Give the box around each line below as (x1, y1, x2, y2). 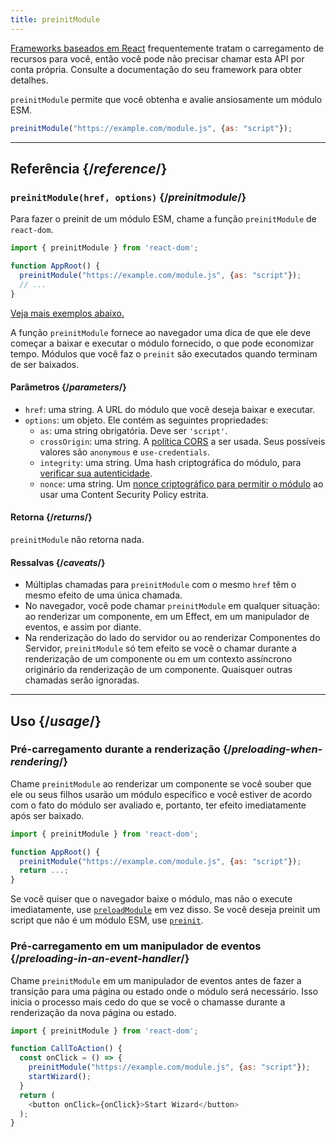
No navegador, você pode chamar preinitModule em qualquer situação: (24, 600, 320, 612)
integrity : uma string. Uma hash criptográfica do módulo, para (39, 456, 302, 468)
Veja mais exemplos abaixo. (10, 307, 125, 319)
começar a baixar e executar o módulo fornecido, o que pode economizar (10, 337, 315, 349)
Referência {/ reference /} (10, 160, 168, 177)
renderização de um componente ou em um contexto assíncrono (24, 653, 293, 665)
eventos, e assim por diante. (24, 621, 142, 633)
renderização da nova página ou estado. (10, 1006, 177, 1018)
